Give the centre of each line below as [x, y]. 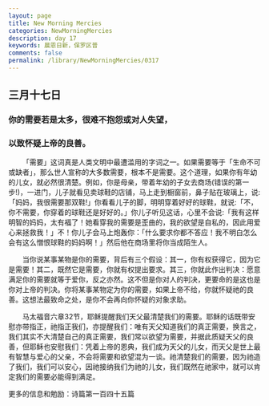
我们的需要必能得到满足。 [57, 377]
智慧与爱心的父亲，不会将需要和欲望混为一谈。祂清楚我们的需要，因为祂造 [138, 357]
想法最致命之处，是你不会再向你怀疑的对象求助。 [110, 300]
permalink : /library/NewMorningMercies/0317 [84, 61]
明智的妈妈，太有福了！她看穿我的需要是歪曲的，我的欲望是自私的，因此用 [131, 222]
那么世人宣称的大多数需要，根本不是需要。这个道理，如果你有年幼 [149, 173]
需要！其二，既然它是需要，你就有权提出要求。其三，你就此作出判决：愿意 [138, 270]
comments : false [35, 53]
